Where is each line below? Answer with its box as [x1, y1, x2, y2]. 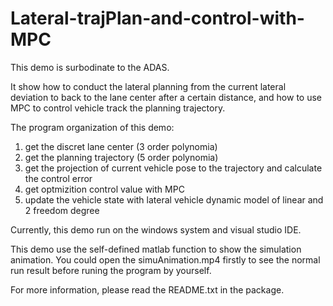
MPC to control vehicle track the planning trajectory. [10, 102, 226, 114]
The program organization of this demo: [10, 121, 175, 133]
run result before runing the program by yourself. [10, 264, 212, 276]
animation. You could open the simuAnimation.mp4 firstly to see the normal [10, 253, 321, 266]
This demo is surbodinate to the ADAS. [10, 61, 170, 73]
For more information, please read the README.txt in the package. [10, 283, 285, 296]
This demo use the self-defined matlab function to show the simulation [10, 243, 302, 255]
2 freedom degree [24, 204, 100, 216]
